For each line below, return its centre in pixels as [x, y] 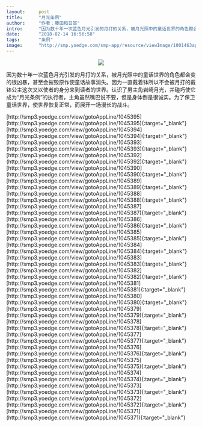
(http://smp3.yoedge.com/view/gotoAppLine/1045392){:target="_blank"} [97, 161]
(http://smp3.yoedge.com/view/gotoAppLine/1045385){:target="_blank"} [97, 238]
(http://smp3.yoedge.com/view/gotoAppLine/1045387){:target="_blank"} [96, 213]
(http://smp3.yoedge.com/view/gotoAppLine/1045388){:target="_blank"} [97, 200]
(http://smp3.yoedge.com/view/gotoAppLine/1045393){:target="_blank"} [97, 149]
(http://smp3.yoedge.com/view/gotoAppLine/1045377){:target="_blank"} [96, 340]
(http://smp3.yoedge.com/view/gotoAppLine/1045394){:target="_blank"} [97, 136]
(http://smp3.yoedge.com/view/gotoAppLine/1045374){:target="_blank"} [96, 379]
